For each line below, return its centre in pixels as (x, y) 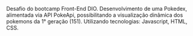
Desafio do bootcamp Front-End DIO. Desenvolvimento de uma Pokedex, (97, 9)
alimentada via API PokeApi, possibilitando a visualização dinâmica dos (95, 15)
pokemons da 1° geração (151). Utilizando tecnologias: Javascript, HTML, (97, 21)
